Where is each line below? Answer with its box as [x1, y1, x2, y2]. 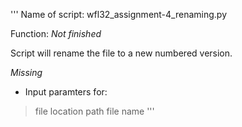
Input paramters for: [24, 86, 108, 98]
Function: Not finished [10, 28, 102, 39]
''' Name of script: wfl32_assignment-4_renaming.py [10, 9, 228, 20]
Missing [10, 67, 43, 78]
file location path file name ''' [34, 105, 155, 117]
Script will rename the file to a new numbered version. [10, 47, 233, 59]
